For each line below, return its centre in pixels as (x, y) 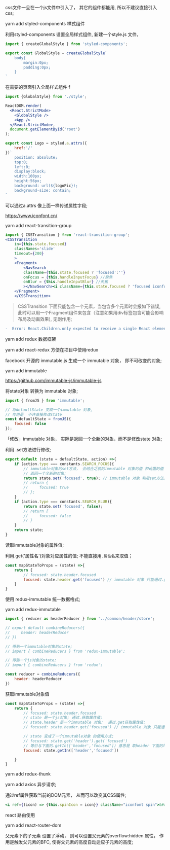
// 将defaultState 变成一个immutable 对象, (49, 410)
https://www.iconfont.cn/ (31, 216)
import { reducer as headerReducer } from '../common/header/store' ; (80, 619)
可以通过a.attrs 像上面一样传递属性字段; (46, 205)
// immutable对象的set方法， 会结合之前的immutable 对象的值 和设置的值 (94, 469)
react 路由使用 (20, 815)
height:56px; (28, 181)
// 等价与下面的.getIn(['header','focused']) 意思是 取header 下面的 (93, 746)
